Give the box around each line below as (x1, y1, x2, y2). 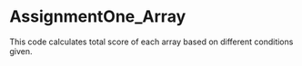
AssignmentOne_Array (9, 6, 186, 27)
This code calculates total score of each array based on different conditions (9, 36, 294, 47)
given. (9, 45, 34, 56)
